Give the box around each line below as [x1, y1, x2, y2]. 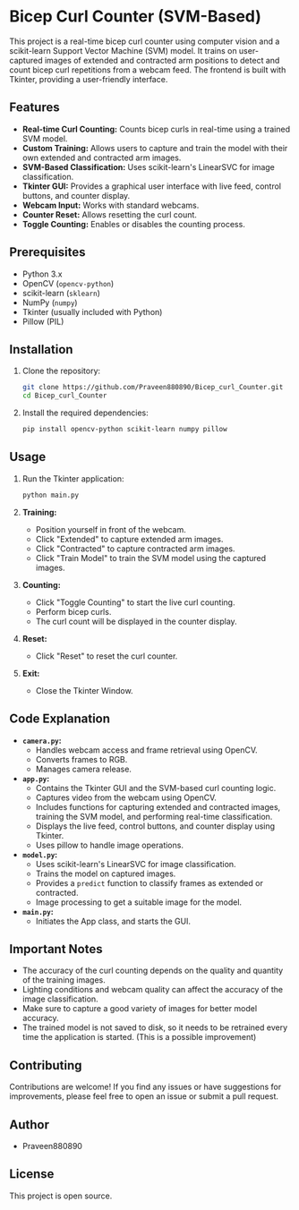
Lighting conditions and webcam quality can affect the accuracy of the [21, 984, 284, 995]
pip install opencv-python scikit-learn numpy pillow [21, 425, 227, 434]
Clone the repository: [21, 365, 101, 377]
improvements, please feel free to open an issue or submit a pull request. [9, 1091, 279, 1102]
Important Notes [9, 942, 103, 957]
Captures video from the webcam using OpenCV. [35, 792, 218, 803]
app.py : [21, 772, 50, 784]
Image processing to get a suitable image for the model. [35, 897, 243, 907]
